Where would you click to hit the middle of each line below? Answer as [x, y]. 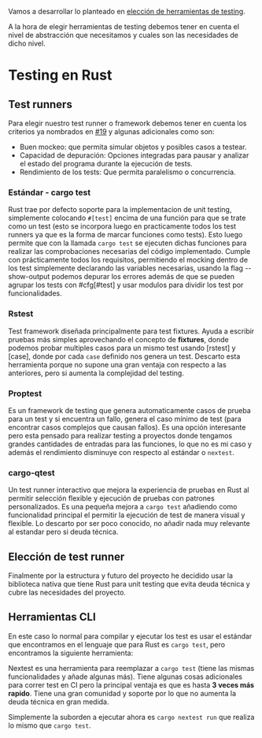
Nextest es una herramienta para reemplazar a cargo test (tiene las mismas [131, 668]
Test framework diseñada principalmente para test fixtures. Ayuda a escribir [131, 331]
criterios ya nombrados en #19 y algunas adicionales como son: [111, 132]
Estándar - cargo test [50, 192]
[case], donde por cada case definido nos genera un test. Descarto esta [124, 356]
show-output [29, 277]
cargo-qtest [31, 472]
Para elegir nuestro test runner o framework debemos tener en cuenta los [127, 123]
